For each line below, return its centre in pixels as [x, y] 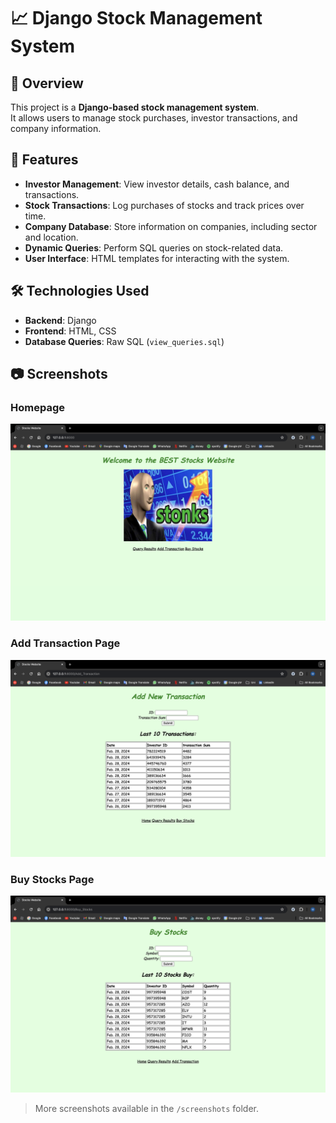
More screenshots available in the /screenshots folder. [146, 1108]
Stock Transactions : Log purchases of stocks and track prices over [164, 205]
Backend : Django [60, 320]
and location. [51, 237]
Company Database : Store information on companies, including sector [171, 226]
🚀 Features [44, 160]
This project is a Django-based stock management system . [135, 107]
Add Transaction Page [65, 643]
